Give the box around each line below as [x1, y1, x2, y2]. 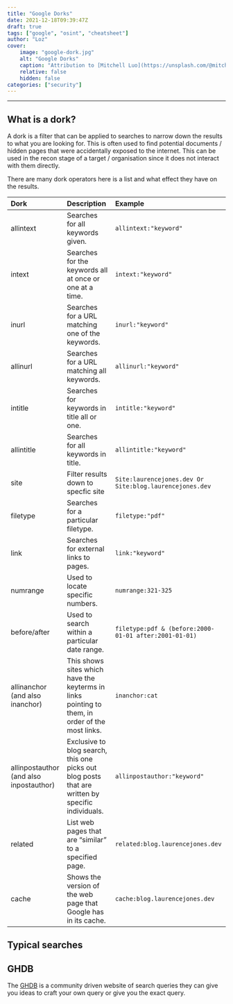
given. [67, 237, 87, 247]
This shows [67, 656, 104, 666]
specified [67, 853, 97, 862]
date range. [67, 645, 104, 655]
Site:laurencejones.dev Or [114, 475, 205, 484]
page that [67, 898, 98, 908]
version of [67, 881, 100, 891]
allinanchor [10, 682, 47, 692]
